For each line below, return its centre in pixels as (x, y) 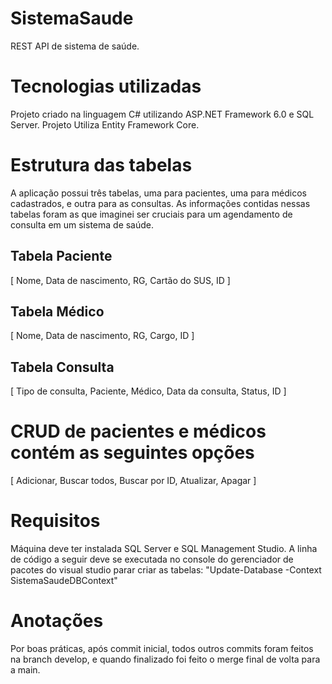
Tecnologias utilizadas (106, 86)
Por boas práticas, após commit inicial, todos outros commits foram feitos (162, 649)
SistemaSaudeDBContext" (64, 581)
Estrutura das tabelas (101, 165)
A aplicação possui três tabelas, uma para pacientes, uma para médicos (158, 193)
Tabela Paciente (61, 256)
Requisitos (55, 521)
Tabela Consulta (62, 367)
